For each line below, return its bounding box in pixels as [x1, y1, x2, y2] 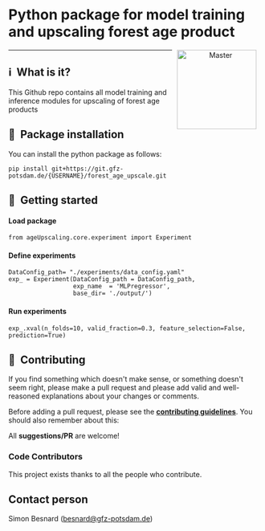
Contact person [8, 492, 88, 507]
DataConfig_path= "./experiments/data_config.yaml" [8, 268, 185, 276]
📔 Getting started [8, 193, 99, 206]
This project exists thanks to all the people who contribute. [8, 469, 202, 479]
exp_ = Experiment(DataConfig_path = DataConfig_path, [8, 276, 196, 284]
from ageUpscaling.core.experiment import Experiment [8, 234, 193, 242]
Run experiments [8, 306, 67, 316]
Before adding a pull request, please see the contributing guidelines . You [8, 407, 253, 417]
